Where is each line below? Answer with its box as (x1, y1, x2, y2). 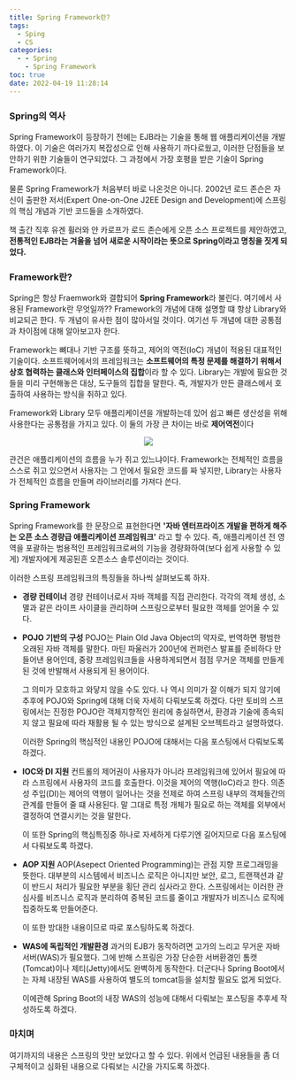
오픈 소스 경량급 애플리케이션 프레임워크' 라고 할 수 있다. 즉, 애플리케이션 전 (18, 531, 276, 542)
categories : (9, 46, 53, 55)
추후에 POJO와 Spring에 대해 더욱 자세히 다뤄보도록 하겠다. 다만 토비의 (21, 695, 268, 706)
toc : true (9, 71, 46, 80)
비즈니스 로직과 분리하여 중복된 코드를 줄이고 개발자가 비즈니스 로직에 (45, 891, 285, 903)
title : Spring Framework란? (9, 12, 110, 22)
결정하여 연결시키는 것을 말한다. (21, 810, 131, 821)
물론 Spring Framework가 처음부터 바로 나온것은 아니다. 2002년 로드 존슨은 (9, 183, 272, 194)
